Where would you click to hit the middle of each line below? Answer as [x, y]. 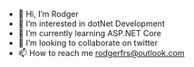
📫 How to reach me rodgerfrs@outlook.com [101, 53]
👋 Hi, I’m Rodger [48, 14]
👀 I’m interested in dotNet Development [91, 24]
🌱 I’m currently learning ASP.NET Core [89, 33]
